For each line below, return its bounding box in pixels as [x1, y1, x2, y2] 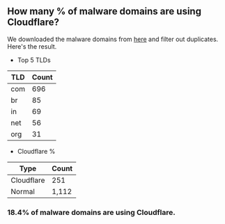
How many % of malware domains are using [7, 6, 202, 17]
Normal [10, 186, 35, 196]
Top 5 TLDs [17, 56, 51, 64]
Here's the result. [7, 42, 57, 51]
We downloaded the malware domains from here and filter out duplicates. [7, 35, 219, 43]
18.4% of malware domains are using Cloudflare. [7, 207, 176, 217]
